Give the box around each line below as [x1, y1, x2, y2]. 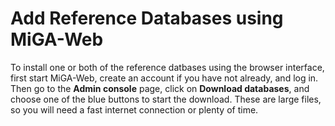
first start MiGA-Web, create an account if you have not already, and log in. [10, 72, 319, 84]
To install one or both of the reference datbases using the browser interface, [10, 61, 325, 73]
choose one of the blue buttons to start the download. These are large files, [10, 93, 322, 105]
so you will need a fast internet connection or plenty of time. [10, 103, 259, 116]
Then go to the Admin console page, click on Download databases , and [10, 82, 310, 94]
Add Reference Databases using [10, 7, 284, 30]
